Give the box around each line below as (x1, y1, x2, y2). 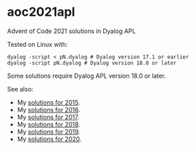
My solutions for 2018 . (17, 120, 80, 128)
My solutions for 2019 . (17, 127, 80, 136)
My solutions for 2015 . (17, 98, 80, 107)
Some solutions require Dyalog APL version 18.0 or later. (7, 72, 166, 80)
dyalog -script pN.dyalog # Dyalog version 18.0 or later (7, 59, 177, 66)
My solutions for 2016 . (17, 105, 80, 114)
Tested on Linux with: (7, 40, 68, 48)
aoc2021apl (7, 4, 76, 20)
